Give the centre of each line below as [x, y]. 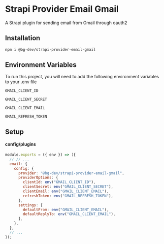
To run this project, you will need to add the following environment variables [82, 77]
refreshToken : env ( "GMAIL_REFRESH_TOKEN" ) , [68, 196]
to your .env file [21, 82]
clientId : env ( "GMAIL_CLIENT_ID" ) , [59, 182]
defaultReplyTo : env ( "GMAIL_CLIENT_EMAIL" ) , [69, 214]
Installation [23, 38]
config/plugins [20, 144]
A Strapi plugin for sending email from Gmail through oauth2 [66, 23]
